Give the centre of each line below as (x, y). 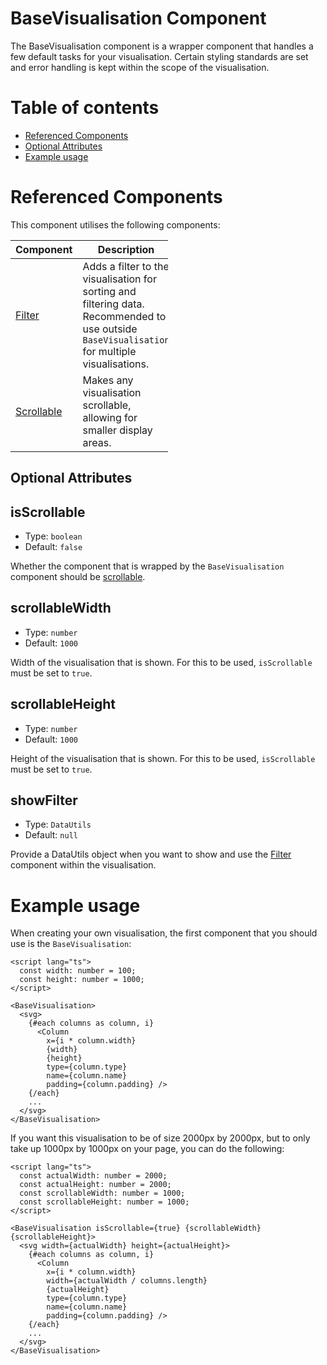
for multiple (109, 351)
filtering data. (113, 304)
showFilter (44, 800)
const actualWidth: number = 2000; (93, 1176)
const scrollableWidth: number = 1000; (102, 1193)
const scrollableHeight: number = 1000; (104, 1202)
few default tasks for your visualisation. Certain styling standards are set (159, 56)
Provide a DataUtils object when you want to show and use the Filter (151, 854)
